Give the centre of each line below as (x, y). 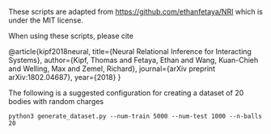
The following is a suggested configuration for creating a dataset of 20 (126, 93)
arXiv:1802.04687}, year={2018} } (65, 77)
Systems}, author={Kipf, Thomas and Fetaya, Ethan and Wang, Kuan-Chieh (133, 60)
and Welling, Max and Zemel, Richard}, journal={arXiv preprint (112, 69)
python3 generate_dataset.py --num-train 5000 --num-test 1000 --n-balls (135, 116)
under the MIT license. (46, 20)
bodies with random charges (56, 101)
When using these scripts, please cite (71, 36)
